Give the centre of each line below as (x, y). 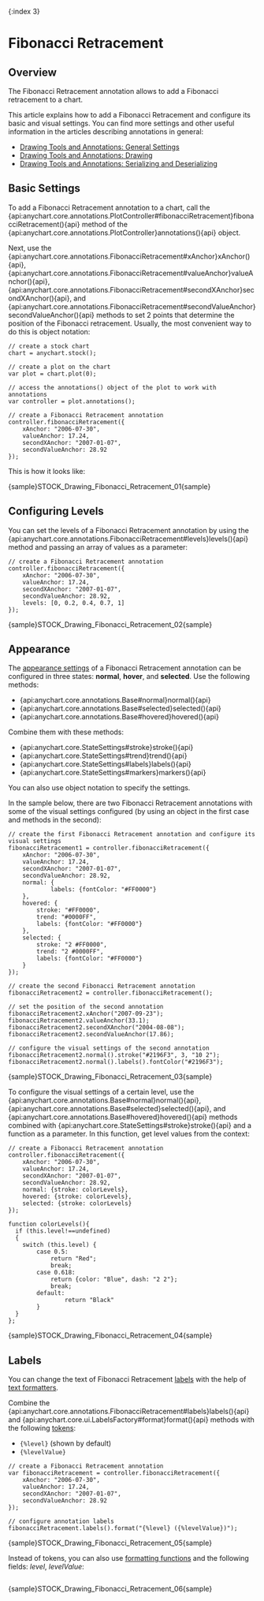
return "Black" (89, 1301)
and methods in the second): (55, 820)
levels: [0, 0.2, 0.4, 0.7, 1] (74, 603)
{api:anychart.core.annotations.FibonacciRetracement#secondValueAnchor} (132, 306)
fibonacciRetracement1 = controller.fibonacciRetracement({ (109, 848)
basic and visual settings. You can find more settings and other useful (121, 123)
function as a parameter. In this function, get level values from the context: (129, 1134)
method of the (105, 224)
